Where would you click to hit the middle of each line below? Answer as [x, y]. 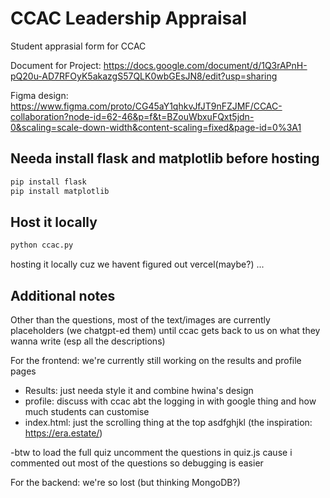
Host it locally [54, 222]
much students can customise [87, 411]
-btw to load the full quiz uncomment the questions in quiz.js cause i [151, 452]
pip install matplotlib [60, 191]
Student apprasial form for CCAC [78, 46]
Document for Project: [56, 65]
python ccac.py [42, 245]
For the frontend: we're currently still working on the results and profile [156, 360]
